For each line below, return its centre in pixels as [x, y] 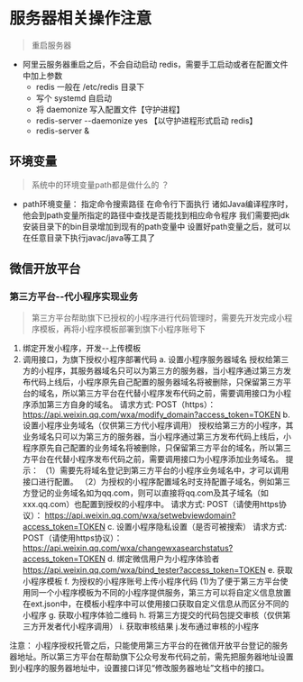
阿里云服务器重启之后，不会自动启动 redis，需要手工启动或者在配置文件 [155, 64]
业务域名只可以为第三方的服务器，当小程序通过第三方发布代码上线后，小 [156, 437]
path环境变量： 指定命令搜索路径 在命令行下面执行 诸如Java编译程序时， [157, 204]
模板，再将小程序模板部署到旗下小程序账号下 [122, 329]
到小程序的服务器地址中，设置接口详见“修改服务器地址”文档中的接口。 [139, 668]
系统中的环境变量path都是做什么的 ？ [100, 185]
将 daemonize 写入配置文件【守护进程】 [110, 109]
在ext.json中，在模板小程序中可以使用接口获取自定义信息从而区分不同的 [156, 604]
